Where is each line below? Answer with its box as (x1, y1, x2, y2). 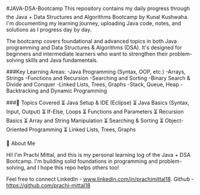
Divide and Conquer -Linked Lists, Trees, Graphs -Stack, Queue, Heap (6, 81, 179, 88)
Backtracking (6, 87, 39, 94)
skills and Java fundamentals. (25, 57, 99, 64)
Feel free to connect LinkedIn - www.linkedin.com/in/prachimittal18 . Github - (6, 175, 194, 182)
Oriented (6, 126, 28, 133)
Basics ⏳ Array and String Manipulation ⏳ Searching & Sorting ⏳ (6, 117, 164, 124)
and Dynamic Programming (39, 87, 107, 94)
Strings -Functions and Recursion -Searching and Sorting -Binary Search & (6, 75, 191, 82)
